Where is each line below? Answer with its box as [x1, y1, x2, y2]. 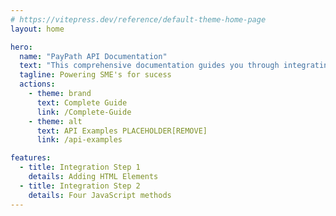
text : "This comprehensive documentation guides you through [19, 61, 280, 71]
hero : [10, 42, 33, 52]
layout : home [10, 24, 65, 34]
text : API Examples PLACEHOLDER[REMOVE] [36, 126, 208, 136]
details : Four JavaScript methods [28, 190, 172, 200]
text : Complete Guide [36, 97, 128, 108]
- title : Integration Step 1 [19, 162, 141, 173]
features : [10, 153, 52, 163]
